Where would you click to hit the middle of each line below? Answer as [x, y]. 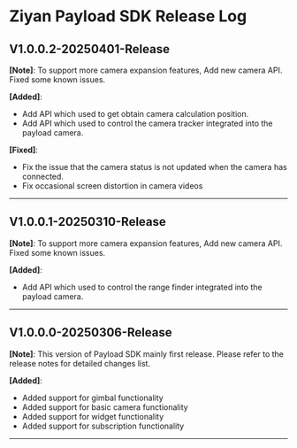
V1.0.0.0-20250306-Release [91, 332]
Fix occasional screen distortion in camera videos [112, 186]
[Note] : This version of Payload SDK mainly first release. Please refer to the [147, 354]
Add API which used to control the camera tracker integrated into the [147, 123]
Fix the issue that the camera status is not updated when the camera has [154, 167]
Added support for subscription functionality [103, 426]
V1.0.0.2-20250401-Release [90, 49]
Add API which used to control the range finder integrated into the [142, 287]
